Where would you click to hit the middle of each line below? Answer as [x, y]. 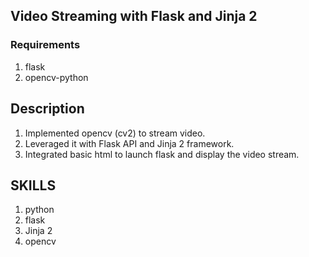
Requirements [45, 45]
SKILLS [33, 185]
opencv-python [56, 77]
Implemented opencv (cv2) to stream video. [115, 133]
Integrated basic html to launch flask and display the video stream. [162, 154]
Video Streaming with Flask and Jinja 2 [134, 16]
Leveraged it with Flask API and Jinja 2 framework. [129, 143]
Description [47, 109]
